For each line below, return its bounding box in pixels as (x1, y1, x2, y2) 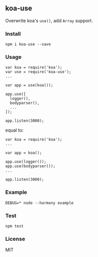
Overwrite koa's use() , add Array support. (5, 17, 93, 23)
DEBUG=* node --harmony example (5, 200, 74, 205)
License (5, 235, 25, 242)
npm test (5, 223, 24, 229)
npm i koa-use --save (5, 42, 51, 47)
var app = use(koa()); (5, 83, 53, 88)
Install (5, 30, 21, 37)
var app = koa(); (5, 150, 42, 155)
